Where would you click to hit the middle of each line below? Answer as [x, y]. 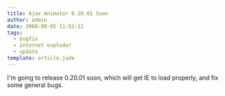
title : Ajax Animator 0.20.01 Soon [58, 13]
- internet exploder [42, 45]
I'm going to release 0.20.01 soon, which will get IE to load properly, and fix [113, 77]
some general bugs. [35, 85]
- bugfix [26, 39]
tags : [15, 33]
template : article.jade [41, 58]
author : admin [27, 20]
